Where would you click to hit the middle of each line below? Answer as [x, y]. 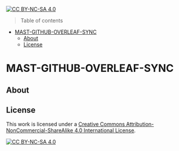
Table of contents [42, 20]
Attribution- [140, 124]
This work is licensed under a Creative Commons [65, 124]
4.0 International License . [105, 130]
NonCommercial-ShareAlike [40, 130]
